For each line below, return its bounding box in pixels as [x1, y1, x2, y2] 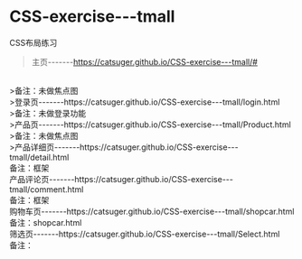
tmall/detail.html [9, 152, 70, 162]
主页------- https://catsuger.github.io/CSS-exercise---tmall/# [31, 56, 258, 67]
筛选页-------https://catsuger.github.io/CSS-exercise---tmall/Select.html [9, 228, 280, 239]
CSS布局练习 [9, 37, 58, 48]
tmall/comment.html [9, 183, 84, 195]
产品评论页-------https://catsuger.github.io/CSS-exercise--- [9, 173, 233, 184]
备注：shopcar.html [9, 217, 82, 227]
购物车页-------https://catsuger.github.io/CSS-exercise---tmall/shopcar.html [9, 206, 295, 217]
